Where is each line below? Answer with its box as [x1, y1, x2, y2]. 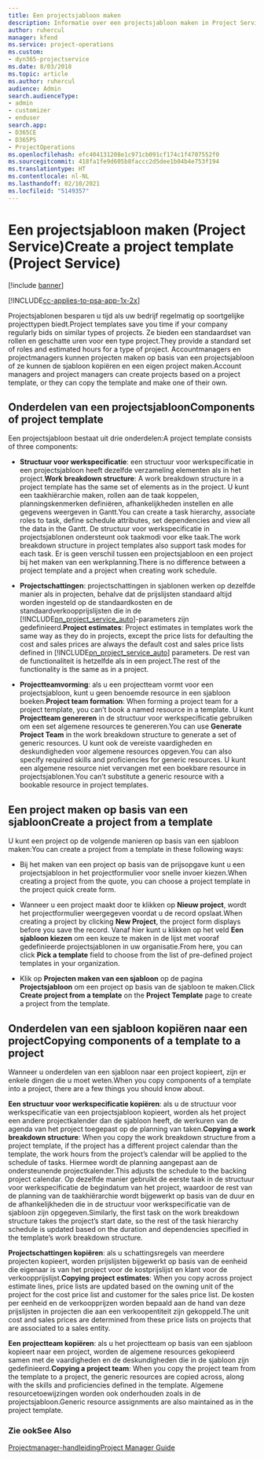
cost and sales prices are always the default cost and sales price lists [19, 640, 244, 649]
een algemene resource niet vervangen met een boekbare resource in [19, 764, 247, 773]
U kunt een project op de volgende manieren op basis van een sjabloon [8, 836, 240, 846]
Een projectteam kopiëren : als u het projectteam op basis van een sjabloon [8, 1339, 253, 1348]
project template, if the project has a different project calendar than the [8, 1141, 238, 1150]
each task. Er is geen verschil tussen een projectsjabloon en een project [19, 549, 253, 559]
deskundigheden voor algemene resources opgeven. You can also [19, 747, 233, 756]
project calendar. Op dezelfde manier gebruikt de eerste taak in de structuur [8, 1174, 255, 1184]
